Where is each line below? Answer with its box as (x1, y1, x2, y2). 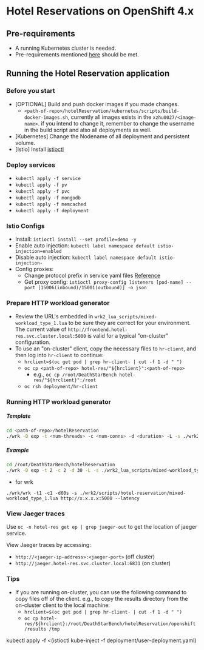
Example (6, 446, 29, 454)
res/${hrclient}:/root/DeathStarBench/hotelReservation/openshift (24, 620, 196, 627)
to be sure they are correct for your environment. (68, 319, 191, 326)
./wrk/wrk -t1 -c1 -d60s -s (6, 490, 78, 496)
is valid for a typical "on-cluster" (87, 332, 169, 339)
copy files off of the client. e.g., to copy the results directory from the (15, 595, 188, 602)
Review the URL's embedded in (15, 312, 93, 320)
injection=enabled (15, 249, 62, 255)
